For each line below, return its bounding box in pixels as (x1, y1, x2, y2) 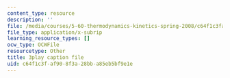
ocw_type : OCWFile (7, 41, 60, 48)
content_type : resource (7, 9, 75, 17)
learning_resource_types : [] (7, 35, 90, 42)
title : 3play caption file (7, 54, 84, 61)
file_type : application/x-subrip (7, 28, 103, 36)
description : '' (7, 16, 53, 23)
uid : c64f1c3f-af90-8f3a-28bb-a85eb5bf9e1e (7, 60, 133, 67)
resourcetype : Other (7, 48, 66, 55)
